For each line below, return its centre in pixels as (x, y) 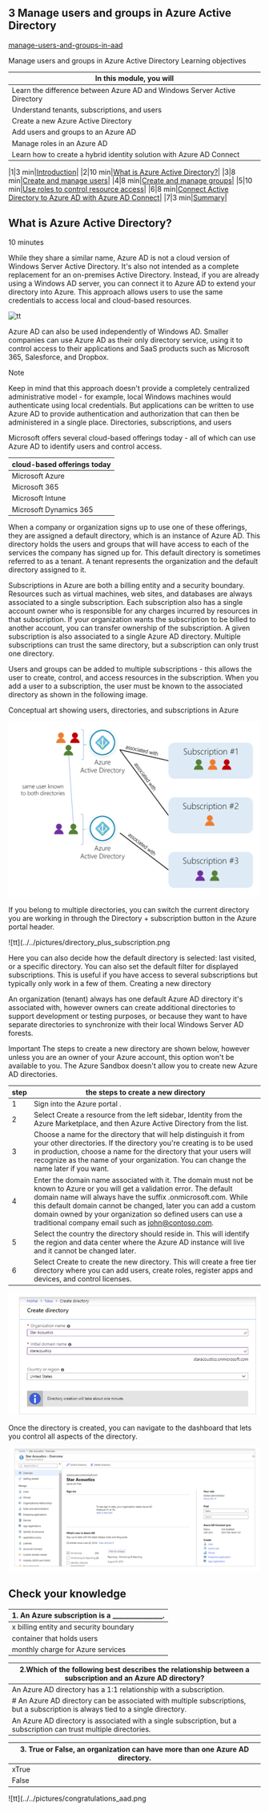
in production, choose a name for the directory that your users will (143, 1151)
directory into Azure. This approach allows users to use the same (116, 292)
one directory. (31, 654)
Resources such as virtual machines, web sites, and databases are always (130, 594)
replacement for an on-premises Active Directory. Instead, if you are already (134, 275)
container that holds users (55, 1638)
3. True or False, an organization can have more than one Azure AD (134, 1749)
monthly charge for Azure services (69, 1649)
